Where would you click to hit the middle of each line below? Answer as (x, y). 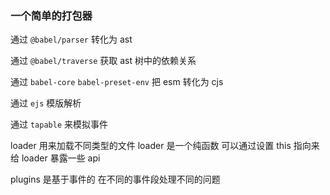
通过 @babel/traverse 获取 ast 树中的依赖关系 (103, 61)
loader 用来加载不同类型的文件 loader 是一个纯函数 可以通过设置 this (151, 146)
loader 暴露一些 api (61, 158)
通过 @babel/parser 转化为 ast (71, 39)
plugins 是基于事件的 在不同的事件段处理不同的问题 (115, 179)
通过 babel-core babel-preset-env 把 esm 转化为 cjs (117, 82)
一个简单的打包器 (51, 15)
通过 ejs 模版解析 (46, 103)
